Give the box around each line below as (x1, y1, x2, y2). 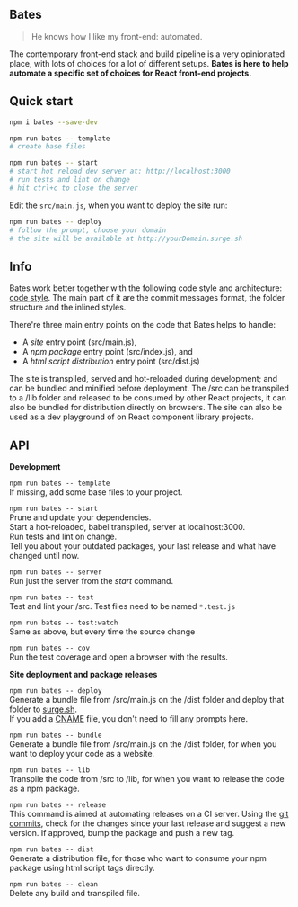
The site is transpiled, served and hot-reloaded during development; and (9, 373, 278, 384)
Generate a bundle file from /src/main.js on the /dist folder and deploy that (9, 695, 285, 705)
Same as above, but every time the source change (9, 626, 196, 637)
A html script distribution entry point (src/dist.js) (22, 355, 200, 367)
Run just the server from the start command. (9, 576, 173, 586)
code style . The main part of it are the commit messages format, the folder (9, 292, 285, 303)
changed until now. (9, 551, 80, 561)
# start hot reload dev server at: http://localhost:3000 (9, 166, 231, 176)
